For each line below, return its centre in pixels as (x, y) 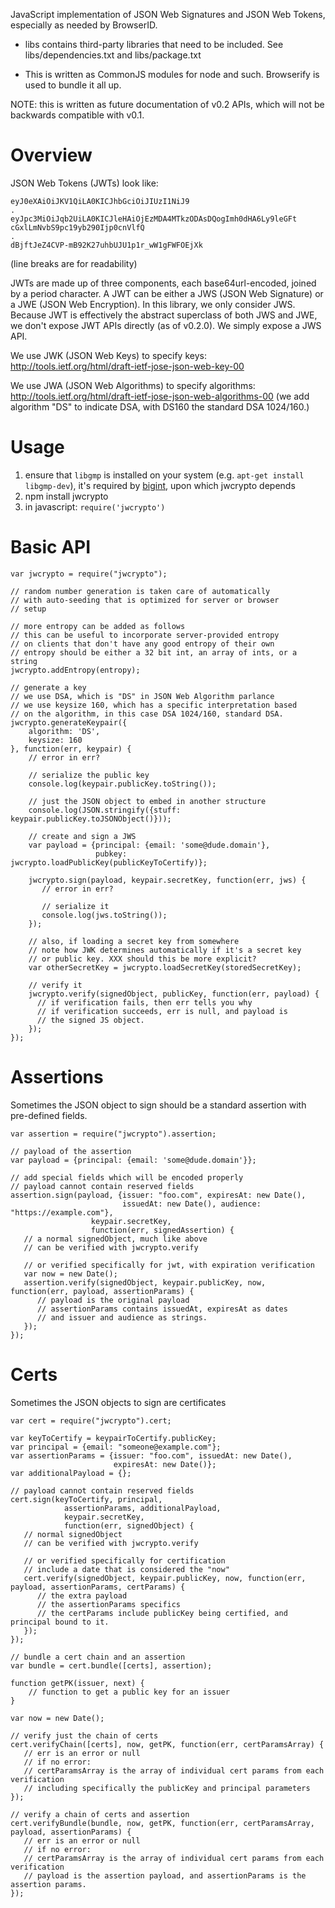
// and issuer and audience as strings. (122, 1317)
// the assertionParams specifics (109, 1604)
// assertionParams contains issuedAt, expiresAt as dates (162, 1309)
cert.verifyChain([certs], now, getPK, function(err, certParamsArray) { (167, 1744)
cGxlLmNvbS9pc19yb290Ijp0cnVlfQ (77, 227)
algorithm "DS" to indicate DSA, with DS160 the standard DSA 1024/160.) (160, 406)
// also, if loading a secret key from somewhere (134, 941)
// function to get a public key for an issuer (129, 1692)
